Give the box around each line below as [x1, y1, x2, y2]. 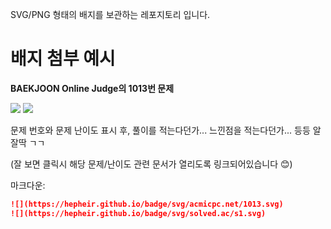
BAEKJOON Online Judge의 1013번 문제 [10, 82, 175, 94]
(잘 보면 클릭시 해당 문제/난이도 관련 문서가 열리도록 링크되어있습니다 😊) [10, 158, 293, 170]
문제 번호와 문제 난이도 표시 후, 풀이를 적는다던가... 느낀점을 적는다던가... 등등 [10, 124, 311, 136]
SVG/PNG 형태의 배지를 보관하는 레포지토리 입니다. [10, 9, 211, 20]
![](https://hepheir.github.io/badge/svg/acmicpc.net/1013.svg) [10, 199, 284, 209]
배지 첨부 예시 [10, 48, 116, 70]
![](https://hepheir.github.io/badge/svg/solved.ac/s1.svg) [10, 208, 267, 218]
